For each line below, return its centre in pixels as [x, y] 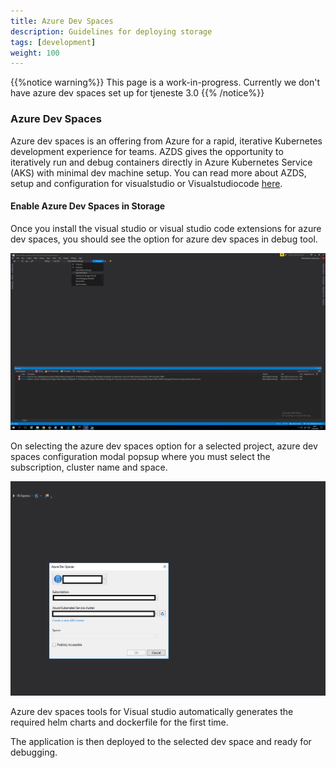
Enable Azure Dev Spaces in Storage [88, 206]
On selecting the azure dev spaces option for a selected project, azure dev [164, 446]
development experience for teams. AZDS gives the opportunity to [147, 151]
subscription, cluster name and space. [89, 467]
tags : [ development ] [53, 42]
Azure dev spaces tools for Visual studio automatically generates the [152, 712]
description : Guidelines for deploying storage [111, 31]
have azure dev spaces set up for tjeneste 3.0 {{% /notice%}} [137, 93]
